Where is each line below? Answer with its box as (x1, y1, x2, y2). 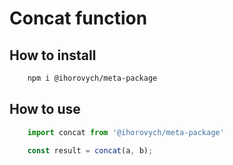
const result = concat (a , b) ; (27, 145, 154, 156)
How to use (9, 101, 81, 118)
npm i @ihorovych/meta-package (27, 73, 158, 83)
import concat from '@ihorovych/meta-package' (27, 127, 225, 137)
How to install (9, 47, 97, 64)
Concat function (9, 7, 148, 30)
